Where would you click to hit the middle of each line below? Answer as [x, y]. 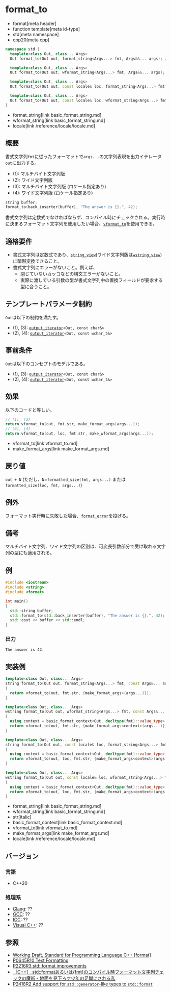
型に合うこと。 [36, 287]
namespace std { [22, 49]
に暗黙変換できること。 [37, 261]
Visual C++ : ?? [28, 925]
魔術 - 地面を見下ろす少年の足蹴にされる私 [71, 978]
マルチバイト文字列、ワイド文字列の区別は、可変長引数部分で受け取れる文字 [85, 546]
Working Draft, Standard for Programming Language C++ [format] [82, 955]
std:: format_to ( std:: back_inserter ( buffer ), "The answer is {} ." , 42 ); [88, 616]
